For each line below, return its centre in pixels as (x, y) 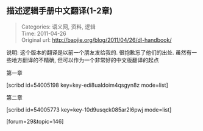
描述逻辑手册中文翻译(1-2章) (59, 11)
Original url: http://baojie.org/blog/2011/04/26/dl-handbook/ (96, 40)
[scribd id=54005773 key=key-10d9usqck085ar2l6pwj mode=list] (89, 109)
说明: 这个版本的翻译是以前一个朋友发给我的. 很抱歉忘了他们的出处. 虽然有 (99, 52)
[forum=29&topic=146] (35, 121)
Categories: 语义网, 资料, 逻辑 (58, 27)
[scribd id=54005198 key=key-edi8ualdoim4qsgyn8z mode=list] (87, 85)
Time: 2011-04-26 (44, 33)
